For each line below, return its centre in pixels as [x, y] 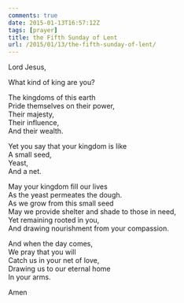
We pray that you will [42, 252]
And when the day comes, [50, 244]
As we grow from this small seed [61, 203]
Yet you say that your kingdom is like [68, 146]
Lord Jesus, [28, 67]
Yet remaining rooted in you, [54, 220]
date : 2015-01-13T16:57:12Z [54, 23]
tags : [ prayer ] [33, 30]
